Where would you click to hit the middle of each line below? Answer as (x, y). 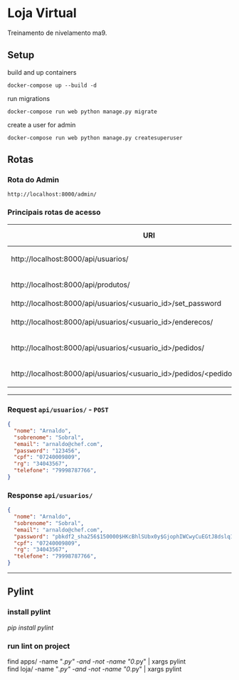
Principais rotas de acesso (54, 213)
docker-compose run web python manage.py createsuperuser (95, 138)
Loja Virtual (42, 13)
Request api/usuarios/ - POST (58, 409)
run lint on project (39, 646)
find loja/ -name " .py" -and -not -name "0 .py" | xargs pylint (95, 669)
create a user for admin (42, 124)
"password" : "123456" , (47, 451)
